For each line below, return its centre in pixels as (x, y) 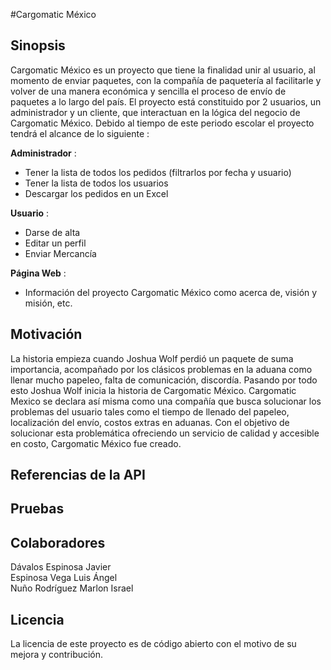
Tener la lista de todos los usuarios (96, 183)
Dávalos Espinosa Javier (61, 567)
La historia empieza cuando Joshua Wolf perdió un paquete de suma (152, 358)
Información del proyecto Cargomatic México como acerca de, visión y (171, 292)
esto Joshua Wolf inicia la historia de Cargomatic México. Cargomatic (153, 390)
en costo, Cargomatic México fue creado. (96, 443)
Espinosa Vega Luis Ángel (64, 578)
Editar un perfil (55, 243)
